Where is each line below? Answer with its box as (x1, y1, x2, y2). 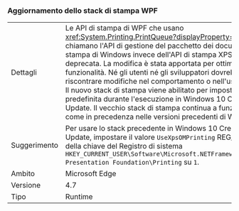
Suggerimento (11, 141, 59, 151)
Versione (11, 180, 41, 190)
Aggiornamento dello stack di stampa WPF (7, 6, 158, 16)
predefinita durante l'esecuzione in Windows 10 (65, 94, 226, 104)
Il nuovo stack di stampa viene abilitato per (65, 85, 208, 95)
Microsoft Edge (65, 169, 117, 179)
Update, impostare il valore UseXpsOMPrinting (65, 132, 216, 142)
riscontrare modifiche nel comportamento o (65, 77, 211, 87)
